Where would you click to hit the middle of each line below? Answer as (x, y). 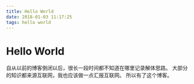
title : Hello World (30, 11)
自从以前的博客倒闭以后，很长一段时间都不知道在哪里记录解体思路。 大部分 (97, 68)
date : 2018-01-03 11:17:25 (39, 17)
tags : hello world (29, 22)
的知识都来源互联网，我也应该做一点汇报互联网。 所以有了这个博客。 (89, 75)
